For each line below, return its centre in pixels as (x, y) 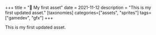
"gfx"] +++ (42, 18)
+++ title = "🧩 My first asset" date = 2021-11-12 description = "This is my (78, 8)
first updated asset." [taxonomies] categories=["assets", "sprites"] (72, 13)
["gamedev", (18, 18)
